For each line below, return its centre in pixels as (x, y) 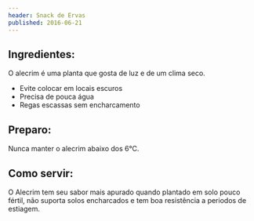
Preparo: (30, 130)
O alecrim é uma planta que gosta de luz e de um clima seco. (107, 73)
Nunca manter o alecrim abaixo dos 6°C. (74, 149)
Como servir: (41, 173)
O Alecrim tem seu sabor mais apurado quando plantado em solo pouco (124, 192)
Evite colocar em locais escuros (71, 89)
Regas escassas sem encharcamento (80, 105)
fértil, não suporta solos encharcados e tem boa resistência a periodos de (127, 200)
